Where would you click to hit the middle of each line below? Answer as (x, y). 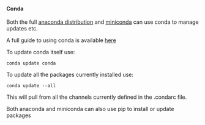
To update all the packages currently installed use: (70, 75)
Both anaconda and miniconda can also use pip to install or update (90, 109)
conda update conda (31, 63)
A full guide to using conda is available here (61, 40)
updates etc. (22, 29)
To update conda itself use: (41, 52)
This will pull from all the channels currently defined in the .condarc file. (97, 97)
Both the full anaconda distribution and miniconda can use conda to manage (102, 22)
